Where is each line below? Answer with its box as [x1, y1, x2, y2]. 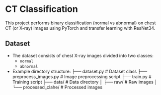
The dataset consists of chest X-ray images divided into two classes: [12, 52, 154, 58]
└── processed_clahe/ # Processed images [12, 84, 103, 90]
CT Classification [5, 3, 78, 15]
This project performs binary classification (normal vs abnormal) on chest [5, 20, 156, 26]
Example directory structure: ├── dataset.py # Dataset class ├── [12, 68, 148, 74]
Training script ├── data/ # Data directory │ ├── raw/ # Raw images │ [12, 79, 158, 85]
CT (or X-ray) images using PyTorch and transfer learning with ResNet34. [5, 25, 156, 31]
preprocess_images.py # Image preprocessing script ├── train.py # [12, 73, 152, 80]
